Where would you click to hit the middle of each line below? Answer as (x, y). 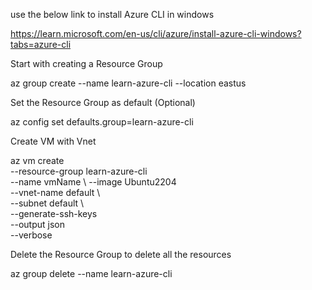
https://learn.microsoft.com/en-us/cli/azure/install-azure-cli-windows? (156, 33)
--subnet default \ (47, 203)
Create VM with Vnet (53, 141)
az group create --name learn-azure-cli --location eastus (128, 83)
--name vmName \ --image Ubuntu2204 (93, 182)
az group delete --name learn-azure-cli (91, 273)
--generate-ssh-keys (54, 213)
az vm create (37, 160)
